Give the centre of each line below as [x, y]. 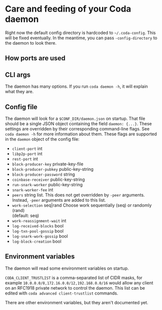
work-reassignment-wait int [39, 220]
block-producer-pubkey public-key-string [53, 169]
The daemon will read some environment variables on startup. [67, 268]
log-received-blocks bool [38, 226]
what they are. [19, 92]
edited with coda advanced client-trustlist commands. [62, 293]
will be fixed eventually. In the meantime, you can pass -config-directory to [81, 38]
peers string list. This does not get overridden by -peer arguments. [78, 195]
